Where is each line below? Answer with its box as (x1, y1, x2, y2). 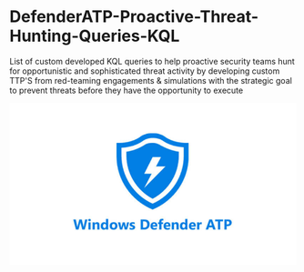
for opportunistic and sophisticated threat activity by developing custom (9, 65, 280, 76)
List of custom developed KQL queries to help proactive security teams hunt (9, 55, 296, 66)
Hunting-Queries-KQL (9, 25, 180, 46)
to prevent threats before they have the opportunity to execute (9, 85, 244, 96)
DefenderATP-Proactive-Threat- (9, 6, 259, 27)
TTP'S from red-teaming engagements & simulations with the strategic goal (9, 75, 293, 86)
